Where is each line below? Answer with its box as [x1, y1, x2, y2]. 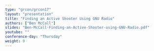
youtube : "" [5, 30, 29, 34]
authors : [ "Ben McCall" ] [5, 20, 56, 26]
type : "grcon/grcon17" [5, 7, 51, 12]
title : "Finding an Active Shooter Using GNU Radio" [5, 16, 115, 21]
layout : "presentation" [5, 12, 54, 17]
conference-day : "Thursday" [5, 34, 63, 39]
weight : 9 [5, 39, 25, 44]
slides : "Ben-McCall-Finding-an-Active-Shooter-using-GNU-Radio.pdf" [5, 25, 150, 30]
